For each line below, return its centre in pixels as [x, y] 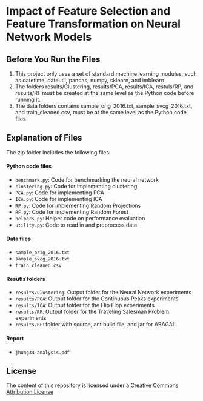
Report [15, 339]
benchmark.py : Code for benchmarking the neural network [87, 180]
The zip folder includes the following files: [58, 152]
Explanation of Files [44, 138]
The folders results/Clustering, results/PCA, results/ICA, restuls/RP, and [104, 87]
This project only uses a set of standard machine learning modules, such [106, 74]
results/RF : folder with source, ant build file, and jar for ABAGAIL [96, 325]
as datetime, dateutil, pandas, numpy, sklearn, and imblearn [90, 80]
